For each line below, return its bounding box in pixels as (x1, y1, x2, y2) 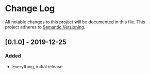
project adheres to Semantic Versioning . (5, 24, 85, 30)
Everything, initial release (12, 63, 63, 69)
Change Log (5, 3, 55, 14)
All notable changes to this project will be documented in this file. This (5, 19, 146, 25)
